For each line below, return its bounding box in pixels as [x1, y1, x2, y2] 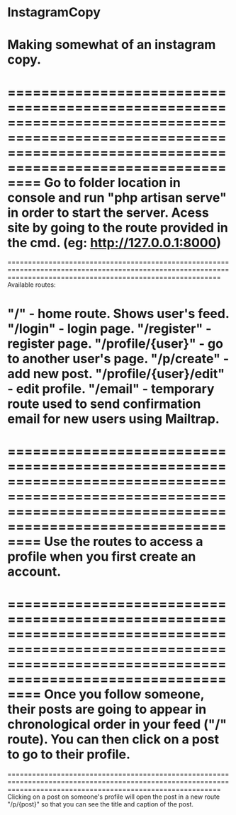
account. [7, 564, 62, 579]
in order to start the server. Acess [7, 205, 209, 220]
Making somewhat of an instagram [7, 37, 216, 53]
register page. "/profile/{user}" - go [7, 336, 223, 351]
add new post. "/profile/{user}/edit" [7, 365, 225, 382]
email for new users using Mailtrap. [7, 411, 220, 427]
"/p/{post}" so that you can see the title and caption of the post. [7, 799, 193, 808]
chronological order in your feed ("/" [7, 716, 227, 732]
